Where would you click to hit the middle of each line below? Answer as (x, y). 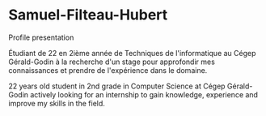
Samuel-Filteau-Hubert (88, 15)
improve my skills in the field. (57, 103)
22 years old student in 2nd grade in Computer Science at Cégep (117, 86)
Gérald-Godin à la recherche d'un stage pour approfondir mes (112, 62)
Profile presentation (41, 37)
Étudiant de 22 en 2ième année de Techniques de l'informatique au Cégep (132, 53)
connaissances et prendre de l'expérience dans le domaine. (108, 70)
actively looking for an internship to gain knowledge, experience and (144, 94)
